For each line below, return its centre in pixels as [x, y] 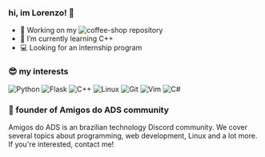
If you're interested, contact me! [61, 144]
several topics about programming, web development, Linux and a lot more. [133, 135]
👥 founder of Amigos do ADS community [89, 110]
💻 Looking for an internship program [81, 48]
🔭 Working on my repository [91, 30]
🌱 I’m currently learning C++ [66, 38]
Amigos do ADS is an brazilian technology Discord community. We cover [128, 127]
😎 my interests [38, 71]
